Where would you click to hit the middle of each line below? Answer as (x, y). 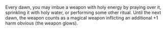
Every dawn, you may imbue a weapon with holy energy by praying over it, (83, 7)
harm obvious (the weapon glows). (42, 23)
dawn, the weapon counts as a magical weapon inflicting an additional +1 (82, 18)
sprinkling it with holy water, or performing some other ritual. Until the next (83, 12)
